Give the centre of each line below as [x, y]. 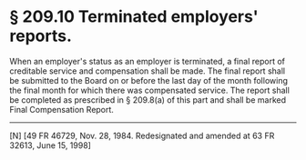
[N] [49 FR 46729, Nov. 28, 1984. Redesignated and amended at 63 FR [142, 135]
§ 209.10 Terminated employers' [134, 17]
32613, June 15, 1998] [50, 145]
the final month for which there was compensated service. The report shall [149, 90]
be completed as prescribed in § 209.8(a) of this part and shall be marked [148, 100]
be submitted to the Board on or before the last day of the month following [149, 80]
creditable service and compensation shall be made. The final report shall [147, 71]
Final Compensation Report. [61, 109]
